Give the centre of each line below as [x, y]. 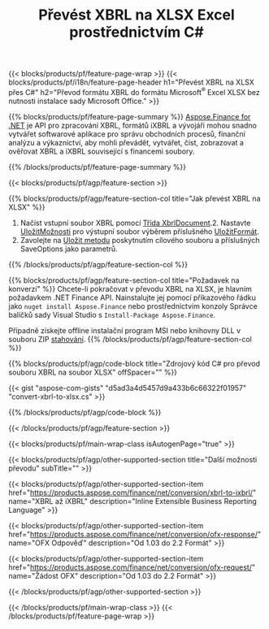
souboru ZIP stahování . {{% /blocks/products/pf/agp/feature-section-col [130, 339]
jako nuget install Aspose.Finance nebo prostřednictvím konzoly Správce [133, 306]
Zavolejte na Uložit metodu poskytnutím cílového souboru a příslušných [140, 240]
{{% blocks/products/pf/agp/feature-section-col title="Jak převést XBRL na [134, 198]
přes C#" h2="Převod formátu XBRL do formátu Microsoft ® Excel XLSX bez [134, 91]
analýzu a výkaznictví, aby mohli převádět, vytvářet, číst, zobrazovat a [126, 142]
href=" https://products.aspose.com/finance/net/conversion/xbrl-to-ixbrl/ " [132, 492]
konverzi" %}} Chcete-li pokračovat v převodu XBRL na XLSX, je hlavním [130, 288]
